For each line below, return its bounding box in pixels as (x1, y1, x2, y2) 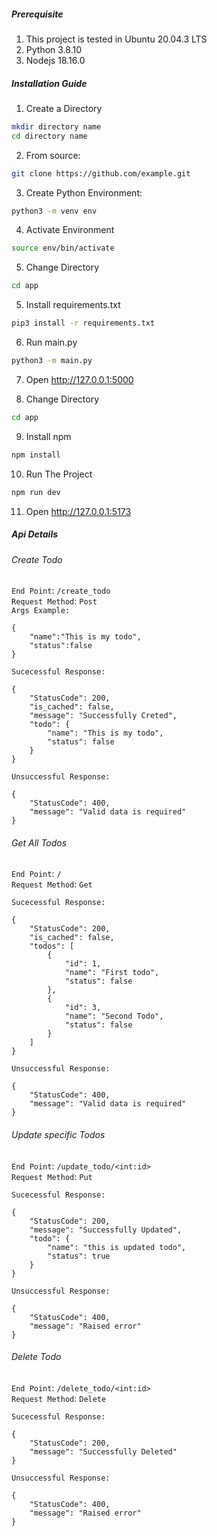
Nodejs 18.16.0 (25, 54, 86, 66)
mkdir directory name (11, 121, 102, 132)
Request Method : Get (11, 878, 93, 890)
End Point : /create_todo (11, 585, 111, 597)
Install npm (25, 430, 72, 442)
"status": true (47, 1251, 111, 1261)
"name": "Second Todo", (64, 1011, 164, 1022)
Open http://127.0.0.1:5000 (25, 373, 134, 385)
